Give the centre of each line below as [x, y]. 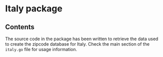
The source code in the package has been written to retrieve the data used [82, 39]
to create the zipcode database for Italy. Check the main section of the [78, 44]
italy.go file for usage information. [41, 49]
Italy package [34, 9]
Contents [20, 27]
